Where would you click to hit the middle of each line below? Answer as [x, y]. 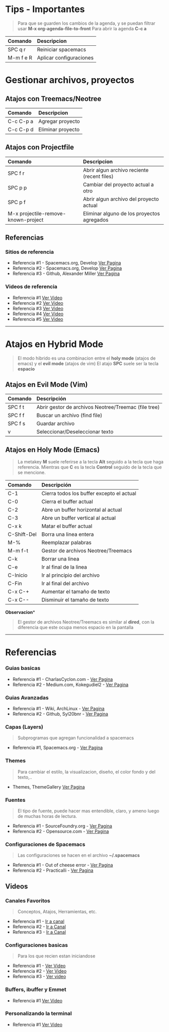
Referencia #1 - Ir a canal [38, 921]
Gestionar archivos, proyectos [70, 80]
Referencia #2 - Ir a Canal [39, 926]
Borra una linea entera [68, 534]
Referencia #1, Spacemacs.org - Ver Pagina [58, 748]
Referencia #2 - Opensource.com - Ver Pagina [61, 831]
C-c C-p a [21, 121]
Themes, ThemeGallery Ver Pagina [49, 787]
